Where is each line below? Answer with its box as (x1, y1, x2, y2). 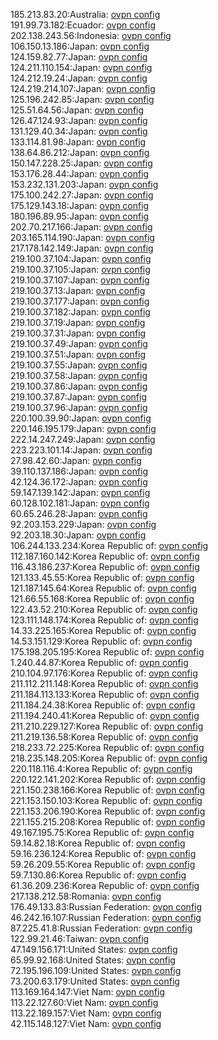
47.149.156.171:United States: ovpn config (10, 944, 178, 955)
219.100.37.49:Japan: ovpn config (10, 338, 148, 349)
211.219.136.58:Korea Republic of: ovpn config (10, 731, 199, 743)
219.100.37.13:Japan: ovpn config (10, 285, 146, 296)
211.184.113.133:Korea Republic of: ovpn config (10, 689, 200, 700)
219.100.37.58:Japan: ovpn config (10, 370, 148, 381)
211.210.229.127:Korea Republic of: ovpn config (10, 720, 204, 732)
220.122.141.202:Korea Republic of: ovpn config (10, 774, 206, 785)
